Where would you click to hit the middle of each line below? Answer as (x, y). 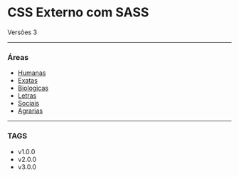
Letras (27, 96)
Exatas (27, 81)
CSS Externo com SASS (78, 12)
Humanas (32, 73)
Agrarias (30, 111)
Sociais (28, 103)
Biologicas (33, 88)
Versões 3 (22, 32)
